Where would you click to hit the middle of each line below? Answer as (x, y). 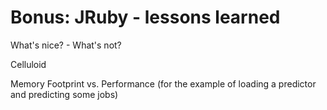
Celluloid (28, 64)
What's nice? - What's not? (66, 45)
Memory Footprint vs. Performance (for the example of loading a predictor (163, 83)
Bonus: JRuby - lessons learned (145, 17)
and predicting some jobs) (64, 94)
